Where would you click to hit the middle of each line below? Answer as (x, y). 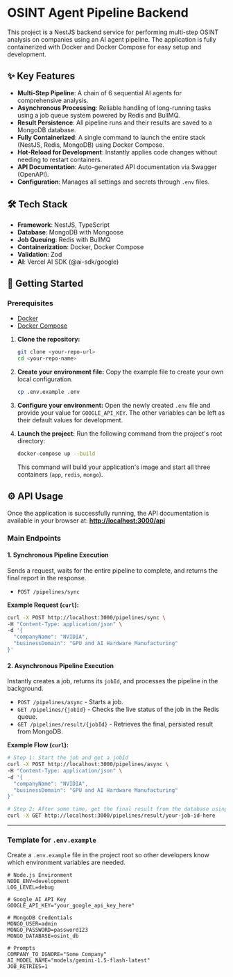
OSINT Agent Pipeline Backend (98, 13)
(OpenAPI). (33, 174)
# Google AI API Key (37, 900)
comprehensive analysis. (53, 100)
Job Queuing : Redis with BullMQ (64, 239)
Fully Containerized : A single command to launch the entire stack (111, 137)
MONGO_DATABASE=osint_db (43, 936)
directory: (31, 440)
